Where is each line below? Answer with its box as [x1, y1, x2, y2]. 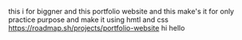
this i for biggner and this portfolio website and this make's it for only [8, 7, 234, 16]
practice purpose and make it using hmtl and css [8, 15, 169, 24]
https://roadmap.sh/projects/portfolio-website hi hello [8, 24, 185, 32]
